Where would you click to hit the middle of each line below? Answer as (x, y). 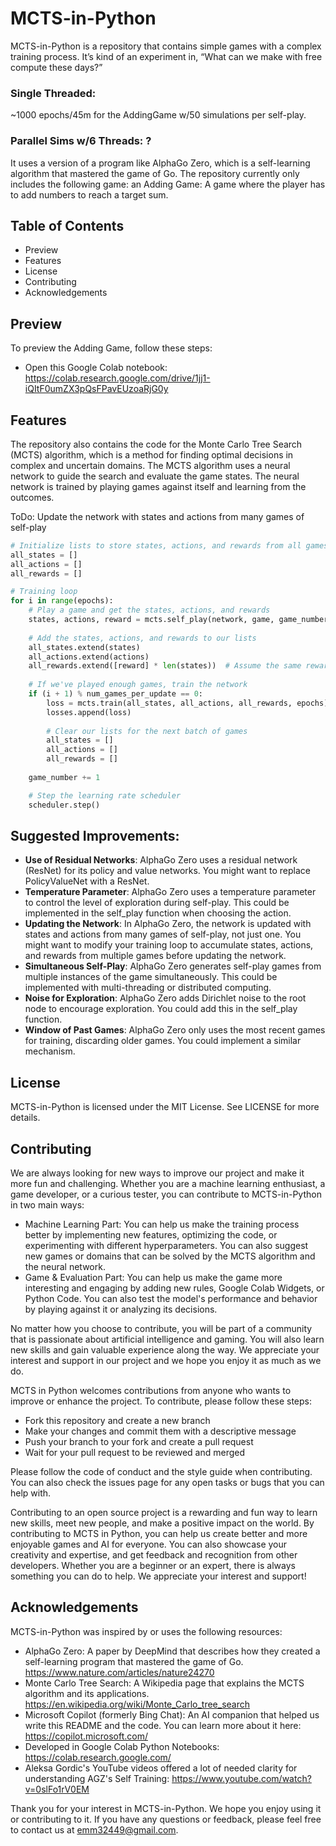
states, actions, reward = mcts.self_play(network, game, (151, 620)
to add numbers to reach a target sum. (89, 194)
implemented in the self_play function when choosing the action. (158, 913)
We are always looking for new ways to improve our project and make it (157, 1173)
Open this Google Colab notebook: (96, 368)
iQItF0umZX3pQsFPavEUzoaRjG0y (96, 389)
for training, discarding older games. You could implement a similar (163, 1041)
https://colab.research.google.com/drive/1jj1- (117, 378)
